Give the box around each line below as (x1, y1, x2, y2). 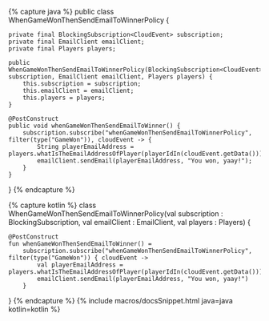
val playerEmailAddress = (37, 261, 124, 269)
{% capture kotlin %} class (8, 200, 97, 210)
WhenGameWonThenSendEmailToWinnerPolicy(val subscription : (8, 209, 223, 219)
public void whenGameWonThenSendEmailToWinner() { (8, 122, 181, 130)
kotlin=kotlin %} (8, 304, 61, 314)
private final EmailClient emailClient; (8, 38, 146, 46)
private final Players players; (8, 45, 116, 53)
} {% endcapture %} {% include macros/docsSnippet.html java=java (8, 296, 234, 305)
